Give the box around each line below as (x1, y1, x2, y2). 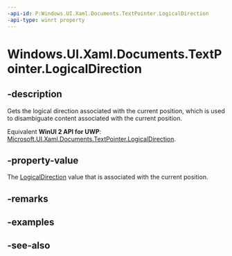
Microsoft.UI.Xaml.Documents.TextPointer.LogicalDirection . (7, 135, 177, 143)
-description (7, 88, 62, 100)
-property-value (7, 155, 79, 166)
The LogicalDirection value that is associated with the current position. (7, 173, 208, 181)
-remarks (7, 193, 48, 204)
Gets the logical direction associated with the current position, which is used (7, 106, 225, 115)
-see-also (7, 239, 51, 252)
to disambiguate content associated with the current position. (7, 114, 182, 122)
